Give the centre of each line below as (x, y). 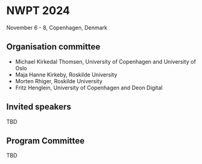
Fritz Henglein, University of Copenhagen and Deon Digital (89, 88)
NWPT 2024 (38, 11)
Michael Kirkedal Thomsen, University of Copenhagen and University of (106, 61)
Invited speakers (39, 107)
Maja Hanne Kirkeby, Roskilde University (66, 75)
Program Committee (45, 140)
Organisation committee (53, 47)
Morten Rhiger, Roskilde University (59, 81)
